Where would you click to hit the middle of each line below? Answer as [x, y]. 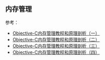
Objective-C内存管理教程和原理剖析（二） [56, 39]
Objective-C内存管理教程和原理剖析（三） [56, 46]
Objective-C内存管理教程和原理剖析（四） [56, 52]
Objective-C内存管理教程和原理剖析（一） [56, 33]
